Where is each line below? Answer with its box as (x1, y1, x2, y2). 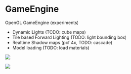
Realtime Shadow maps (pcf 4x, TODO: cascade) (12, 39, 113, 45)
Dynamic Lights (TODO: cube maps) (12, 29, 86, 35)
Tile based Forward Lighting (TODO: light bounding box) (12, 34, 127, 40)
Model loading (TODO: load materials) (12, 45, 90, 50)
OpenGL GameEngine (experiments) (5, 20, 79, 25)
